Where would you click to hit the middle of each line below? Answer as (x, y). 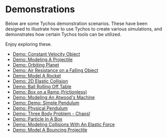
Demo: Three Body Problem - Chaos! (51, 114)
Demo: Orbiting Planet (36, 65)
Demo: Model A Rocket (37, 75)
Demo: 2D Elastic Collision (40, 81)
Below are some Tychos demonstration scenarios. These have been (76, 23)
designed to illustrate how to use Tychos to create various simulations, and (84, 29)
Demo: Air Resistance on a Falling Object (55, 70)
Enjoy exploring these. (29, 44)
